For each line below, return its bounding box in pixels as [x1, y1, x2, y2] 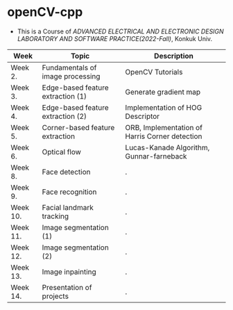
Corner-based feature [42, 122, 115, 132]
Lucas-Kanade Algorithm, [125, 142, 210, 152]
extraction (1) [42, 91, 87, 101]
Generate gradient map [125, 87, 201, 97]
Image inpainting [42, 267, 97, 277]
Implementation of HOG [125, 102, 202, 112]
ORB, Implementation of [125, 122, 203, 132]
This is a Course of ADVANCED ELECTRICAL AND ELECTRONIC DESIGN [17, 27, 224, 35]
